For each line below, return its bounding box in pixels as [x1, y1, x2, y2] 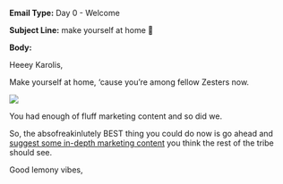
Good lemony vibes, [9, 164, 83, 175]
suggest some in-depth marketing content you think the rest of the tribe [9, 138, 275, 148]
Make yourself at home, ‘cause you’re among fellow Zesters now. [9, 77, 249, 88]
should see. [9, 147, 52, 157]
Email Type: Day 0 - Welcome [9, 8, 121, 18]
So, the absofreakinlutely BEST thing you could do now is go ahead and [9, 129, 273, 138]
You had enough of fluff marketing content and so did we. [9, 111, 222, 121]
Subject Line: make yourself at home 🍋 [9, 25, 154, 35]
